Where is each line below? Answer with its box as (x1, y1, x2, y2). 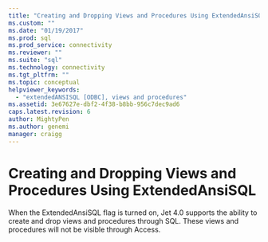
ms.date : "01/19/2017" (8, 26, 84, 34)
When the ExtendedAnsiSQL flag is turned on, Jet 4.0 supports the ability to (8, 208, 258, 217)
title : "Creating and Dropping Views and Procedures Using (8, 11, 209, 20)
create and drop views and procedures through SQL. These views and (8, 216, 239, 225)
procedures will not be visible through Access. (8, 224, 161, 234)
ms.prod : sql (8, 33, 52, 42)
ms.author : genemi (8, 123, 69, 131)
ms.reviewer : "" (8, 49, 62, 57)
